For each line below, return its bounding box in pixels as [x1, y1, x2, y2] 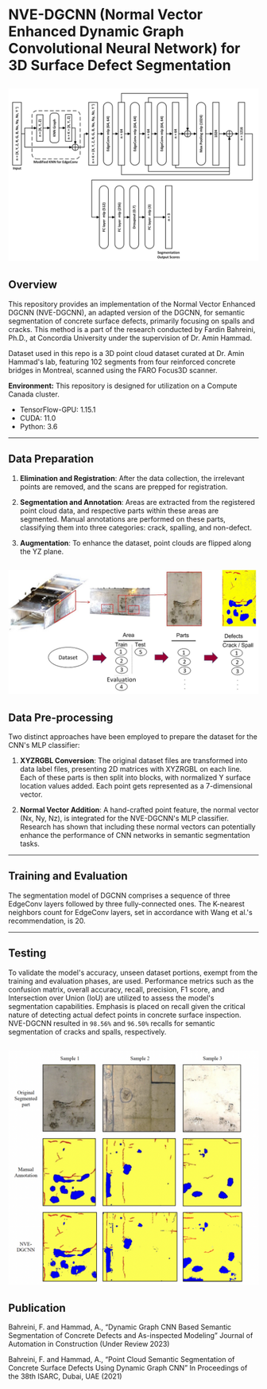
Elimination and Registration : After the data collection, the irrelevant [19, 473, 245, 483]
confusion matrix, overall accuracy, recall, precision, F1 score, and [8, 984, 225, 994]
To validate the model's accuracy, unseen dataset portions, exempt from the [8, 968, 258, 977]
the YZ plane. [19, 546, 64, 556]
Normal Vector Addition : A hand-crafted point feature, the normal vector [19, 804, 259, 814]
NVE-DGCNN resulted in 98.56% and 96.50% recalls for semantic [8, 1018, 216, 1028]
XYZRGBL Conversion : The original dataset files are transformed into [19, 755, 248, 765]
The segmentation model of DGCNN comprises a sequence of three [8, 890, 230, 900]
